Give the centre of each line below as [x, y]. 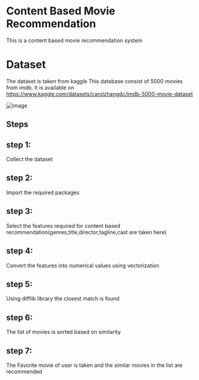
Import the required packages [43, 192]
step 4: [20, 251]
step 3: [19, 211]
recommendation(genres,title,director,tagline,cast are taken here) [86, 232]
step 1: [19, 145]
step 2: [19, 178]
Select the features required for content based [63, 225]
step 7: [19, 351]
